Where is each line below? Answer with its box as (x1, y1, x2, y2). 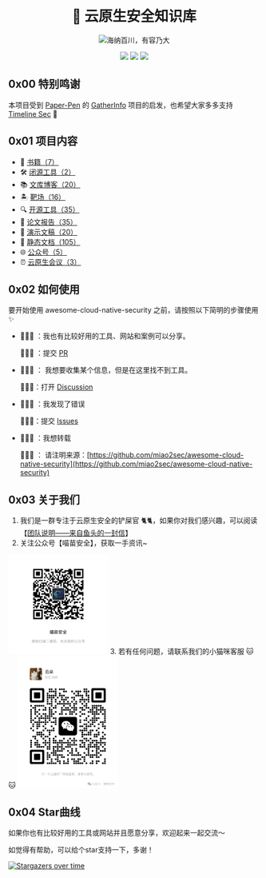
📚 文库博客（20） (19, 179, 81, 189)
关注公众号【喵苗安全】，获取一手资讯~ (19, 538, 148, 548)
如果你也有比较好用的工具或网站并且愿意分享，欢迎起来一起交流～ (8, 828, 225, 838)
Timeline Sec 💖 (8, 109, 58, 118)
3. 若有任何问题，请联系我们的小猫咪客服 (109, 647, 245, 657)
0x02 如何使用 (8, 282, 80, 296)
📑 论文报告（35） (19, 217, 77, 226)
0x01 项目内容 (8, 134, 78, 148)
